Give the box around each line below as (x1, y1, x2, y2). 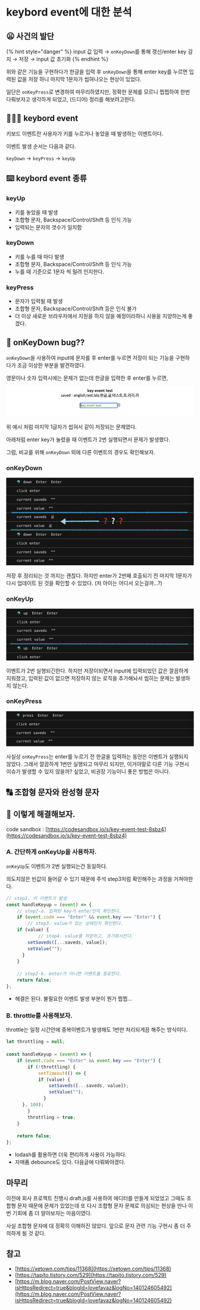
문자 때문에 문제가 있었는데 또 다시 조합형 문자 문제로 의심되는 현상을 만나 (17, 1202, 187, 1209)
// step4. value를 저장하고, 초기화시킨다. (37, 933, 134, 939)
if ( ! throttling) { (27, 1064, 76, 1070)
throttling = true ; (27, 1114, 76, 1120)
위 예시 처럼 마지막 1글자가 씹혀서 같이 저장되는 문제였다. (6, 423, 137, 430)
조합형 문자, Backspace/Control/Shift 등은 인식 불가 (14, 305, 137, 312)
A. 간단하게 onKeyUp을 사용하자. (6, 848, 97, 856)
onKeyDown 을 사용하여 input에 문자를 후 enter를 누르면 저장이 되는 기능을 (6, 354, 174, 361)
